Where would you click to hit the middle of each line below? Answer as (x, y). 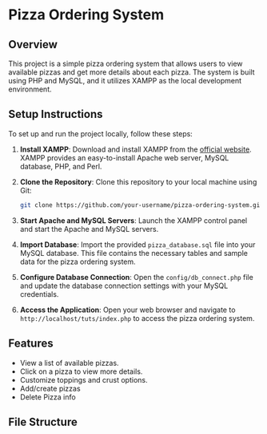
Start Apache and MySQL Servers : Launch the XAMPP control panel (133, 220)
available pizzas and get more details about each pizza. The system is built (132, 72)
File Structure (43, 422)
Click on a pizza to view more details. (81, 371)
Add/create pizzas (50, 388)
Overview (33, 45)
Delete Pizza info (48, 397)
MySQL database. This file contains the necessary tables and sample (133, 253)
